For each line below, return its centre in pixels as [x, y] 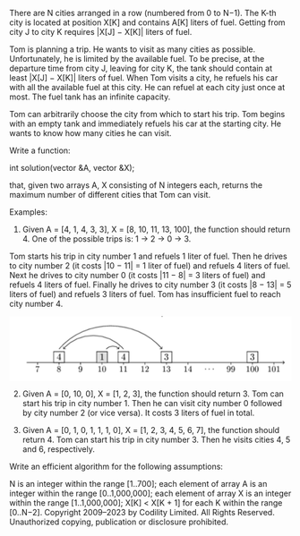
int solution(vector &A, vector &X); [72, 168]
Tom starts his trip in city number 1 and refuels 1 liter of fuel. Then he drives [149, 256]
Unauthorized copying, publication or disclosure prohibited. [119, 522]
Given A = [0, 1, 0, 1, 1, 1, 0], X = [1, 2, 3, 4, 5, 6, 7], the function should [151, 430]
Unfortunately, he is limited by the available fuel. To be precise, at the [137, 59]
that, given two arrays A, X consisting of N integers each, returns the [136, 185]
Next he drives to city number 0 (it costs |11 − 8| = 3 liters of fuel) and [137, 275]
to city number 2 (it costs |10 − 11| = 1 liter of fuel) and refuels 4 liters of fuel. [150, 266]
